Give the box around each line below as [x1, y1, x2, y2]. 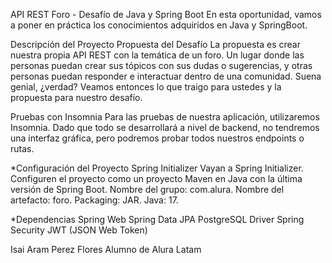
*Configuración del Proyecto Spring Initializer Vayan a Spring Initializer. [10, 162, 304, 174]
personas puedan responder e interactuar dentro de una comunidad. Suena [10, 70, 322, 82]
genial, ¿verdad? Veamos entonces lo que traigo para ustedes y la [10, 81, 282, 93]
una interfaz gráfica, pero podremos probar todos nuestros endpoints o [10, 132, 305, 144]
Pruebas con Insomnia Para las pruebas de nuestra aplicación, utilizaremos [10, 111, 320, 123]
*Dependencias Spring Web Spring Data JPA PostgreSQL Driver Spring [10, 214, 305, 225]
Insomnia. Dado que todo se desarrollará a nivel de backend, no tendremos [10, 122, 320, 133]
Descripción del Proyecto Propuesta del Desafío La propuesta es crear [10, 39, 301, 50]
